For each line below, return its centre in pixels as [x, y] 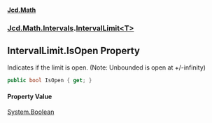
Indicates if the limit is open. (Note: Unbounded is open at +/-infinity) [107, 67]
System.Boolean [31, 112]
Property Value [30, 96]
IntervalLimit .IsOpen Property [73, 50]
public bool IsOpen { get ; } [50, 81]
